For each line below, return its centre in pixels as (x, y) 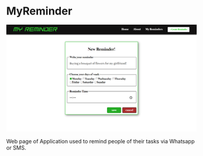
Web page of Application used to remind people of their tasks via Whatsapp (101, 141)
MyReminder (39, 11)
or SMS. (16, 148)
